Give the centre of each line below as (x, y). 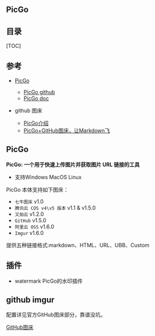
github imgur (30, 300)
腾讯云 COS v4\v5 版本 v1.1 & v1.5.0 (55, 208)
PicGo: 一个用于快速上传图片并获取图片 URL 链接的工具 (73, 164)
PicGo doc (36, 98)
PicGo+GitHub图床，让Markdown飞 (67, 131)
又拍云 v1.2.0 (29, 214)
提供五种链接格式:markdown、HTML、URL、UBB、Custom (78, 245)
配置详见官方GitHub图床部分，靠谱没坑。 (56, 315)
